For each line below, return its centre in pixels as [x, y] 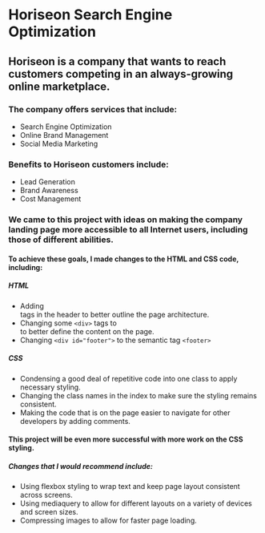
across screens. [46, 495]
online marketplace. [59, 86]
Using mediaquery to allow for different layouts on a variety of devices [136, 503]
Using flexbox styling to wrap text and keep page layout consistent [130, 487]
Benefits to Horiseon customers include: [89, 164]
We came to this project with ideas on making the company [125, 220]
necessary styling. [50, 387]
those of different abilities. [61, 240]
